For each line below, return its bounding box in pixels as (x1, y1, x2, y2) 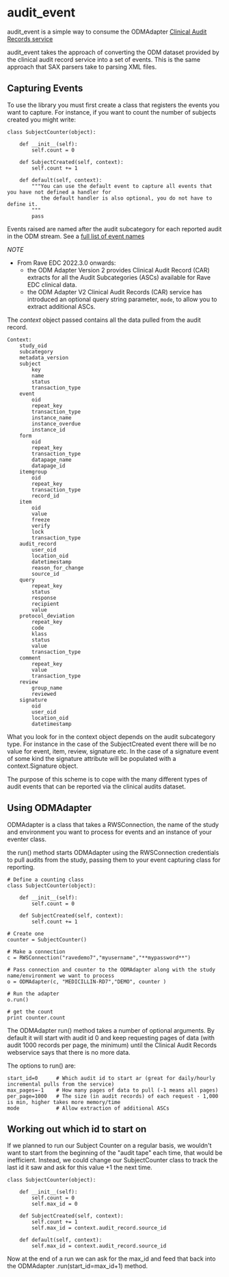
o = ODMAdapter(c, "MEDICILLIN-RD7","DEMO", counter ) (7, 978, 167, 985)
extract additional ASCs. (27, 302, 96, 310)
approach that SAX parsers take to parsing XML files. (7, 62, 157, 71)
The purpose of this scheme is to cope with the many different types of (7, 775, 208, 783)
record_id (31, 492, 59, 499)
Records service (7, 34, 53, 43)
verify (31, 522, 51, 529)
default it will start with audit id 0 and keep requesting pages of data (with (7, 1033, 215, 1042)
